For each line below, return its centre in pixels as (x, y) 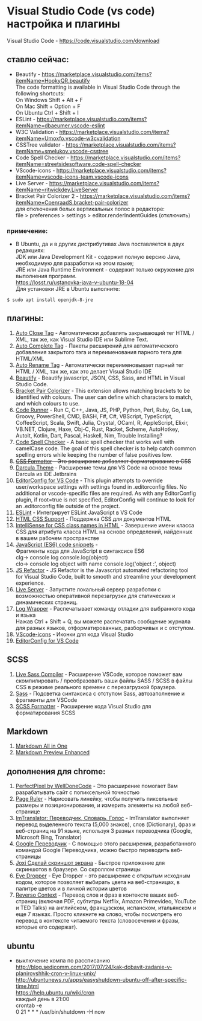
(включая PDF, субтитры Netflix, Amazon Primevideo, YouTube (117, 902)
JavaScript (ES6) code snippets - (57, 544)
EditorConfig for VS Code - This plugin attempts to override (89, 480)
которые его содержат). (46, 927)
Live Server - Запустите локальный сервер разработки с (88, 589)
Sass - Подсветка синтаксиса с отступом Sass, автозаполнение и (100, 693)
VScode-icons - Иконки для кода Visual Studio (75, 634)
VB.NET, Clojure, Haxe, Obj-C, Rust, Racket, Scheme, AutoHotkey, (97, 429)
